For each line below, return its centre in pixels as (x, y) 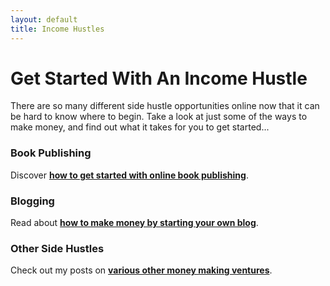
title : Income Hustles (57, 29)
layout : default (44, 19)
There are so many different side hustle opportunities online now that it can (165, 106)
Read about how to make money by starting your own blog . (134, 223)
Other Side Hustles (57, 248)
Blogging (32, 201)
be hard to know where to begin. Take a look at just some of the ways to (159, 117)
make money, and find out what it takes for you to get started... (140, 127)
